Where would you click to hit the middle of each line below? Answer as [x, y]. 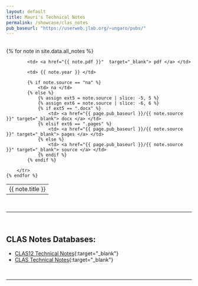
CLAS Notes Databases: [51, 239]
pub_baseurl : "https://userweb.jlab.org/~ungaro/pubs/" [76, 28]
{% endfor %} [22, 176]
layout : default [26, 12]
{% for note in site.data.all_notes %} [50, 51]
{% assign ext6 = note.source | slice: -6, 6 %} [98, 103]
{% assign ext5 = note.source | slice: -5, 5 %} [98, 98]
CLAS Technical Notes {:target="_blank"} [64, 260]
